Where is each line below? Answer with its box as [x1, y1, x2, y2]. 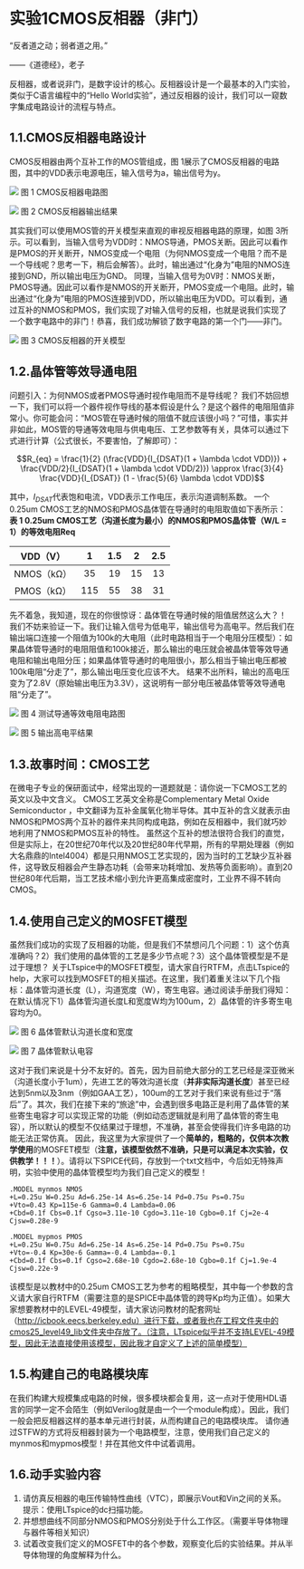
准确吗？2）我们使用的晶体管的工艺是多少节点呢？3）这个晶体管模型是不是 [9, 950, 290, 961]
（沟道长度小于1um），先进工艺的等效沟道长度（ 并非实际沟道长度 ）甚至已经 [9, 1075, 290, 1087]
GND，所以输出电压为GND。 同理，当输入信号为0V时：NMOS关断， [24, 270, 280, 281]
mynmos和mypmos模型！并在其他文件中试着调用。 [9, 1438, 201, 1449]
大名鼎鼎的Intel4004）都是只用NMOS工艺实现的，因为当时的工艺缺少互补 [9, 851, 284, 862]
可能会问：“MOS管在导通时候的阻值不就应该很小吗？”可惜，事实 [40, 412, 280, 423]
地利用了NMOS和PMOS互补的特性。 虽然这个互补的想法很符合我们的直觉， [9, 828, 290, 839]
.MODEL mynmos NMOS [9, 1184, 83, 1194]
